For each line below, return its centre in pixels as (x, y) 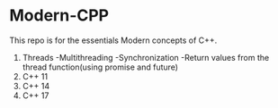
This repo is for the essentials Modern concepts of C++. (113, 40)
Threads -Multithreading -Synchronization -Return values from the (146, 57)
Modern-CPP (59, 16)
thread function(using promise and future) (100, 67)
